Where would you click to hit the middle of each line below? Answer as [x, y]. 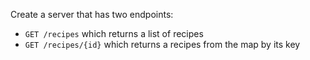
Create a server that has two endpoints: [92, 14]
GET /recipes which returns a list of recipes [114, 33]
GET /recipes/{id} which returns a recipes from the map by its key [162, 44]
